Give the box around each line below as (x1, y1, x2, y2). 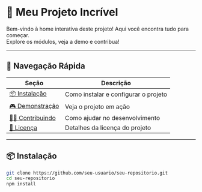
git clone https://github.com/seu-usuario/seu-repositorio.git (6, 170, 168, 176)
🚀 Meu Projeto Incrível (6, 5, 118, 19)
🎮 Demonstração (9, 101, 60, 110)
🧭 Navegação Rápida (6, 61, 85, 71)
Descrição (101, 79, 131, 87)
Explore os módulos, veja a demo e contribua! (6, 38, 120, 45)
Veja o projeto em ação (65, 103, 130, 111)
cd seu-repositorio (6, 175, 55, 182)
